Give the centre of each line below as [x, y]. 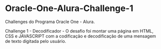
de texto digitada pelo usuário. [36, 41]
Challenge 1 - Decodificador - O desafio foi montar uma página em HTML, [79, 31]
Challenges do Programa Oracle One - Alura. [50, 22]
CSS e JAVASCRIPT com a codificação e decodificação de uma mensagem [80, 36]
